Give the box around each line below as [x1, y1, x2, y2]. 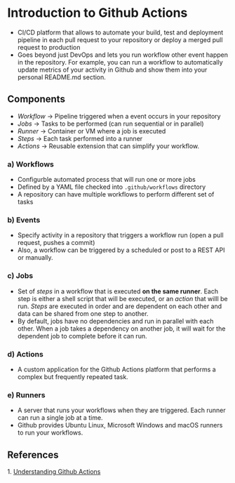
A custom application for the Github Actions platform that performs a [17, 365, 216, 373]
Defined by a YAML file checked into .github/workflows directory [17, 183, 206, 191]
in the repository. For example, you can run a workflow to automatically [17, 58, 223, 66]
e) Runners [7, 390, 46, 399]
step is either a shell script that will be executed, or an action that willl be [17, 294, 228, 303]
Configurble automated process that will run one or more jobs [17, 176, 196, 184]
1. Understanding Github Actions [7, 468, 101, 476]
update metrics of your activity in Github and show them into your [17, 65, 208, 74]
